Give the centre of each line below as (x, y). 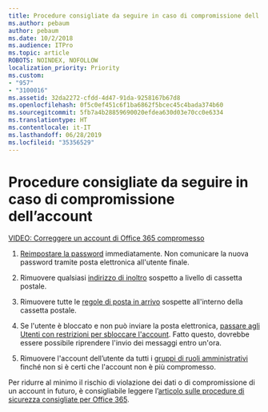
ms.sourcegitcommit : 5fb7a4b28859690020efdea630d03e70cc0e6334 (116, 113)
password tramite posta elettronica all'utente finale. (104, 262)
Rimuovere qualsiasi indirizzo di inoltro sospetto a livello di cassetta (131, 278)
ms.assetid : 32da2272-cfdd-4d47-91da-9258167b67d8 (94, 98)
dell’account (51, 216)
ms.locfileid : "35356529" (51, 142)
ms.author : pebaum (39, 23)
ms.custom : (26, 75)
